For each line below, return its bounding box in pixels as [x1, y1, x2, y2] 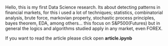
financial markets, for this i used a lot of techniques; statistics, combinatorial [5, 9, 163, 15]
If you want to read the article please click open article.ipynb [5, 35, 132, 41]
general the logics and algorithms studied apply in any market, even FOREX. [5, 25, 162, 31]
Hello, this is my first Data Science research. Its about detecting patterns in [5, 4, 160, 10]
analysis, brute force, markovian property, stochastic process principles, [5, 15, 155, 20]
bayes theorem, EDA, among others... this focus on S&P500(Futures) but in [5, 20, 160, 26]
